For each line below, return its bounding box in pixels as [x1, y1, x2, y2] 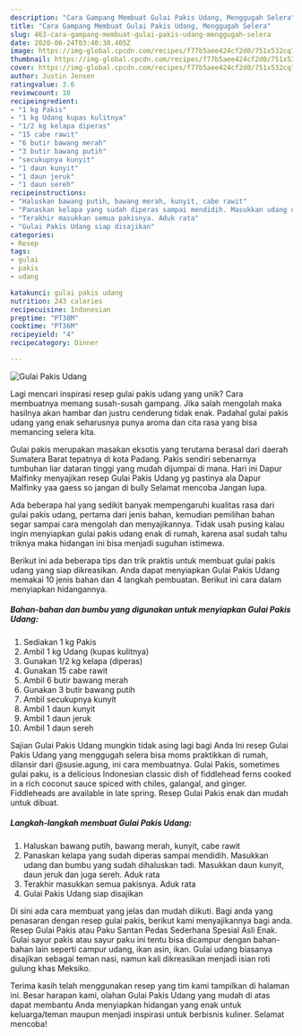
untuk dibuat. [10, 797, 59, 808]
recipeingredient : [10, 96, 79, 106]
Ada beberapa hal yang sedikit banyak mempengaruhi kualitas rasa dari [10, 500, 275, 510]
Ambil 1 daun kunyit [22, 703, 96, 714]
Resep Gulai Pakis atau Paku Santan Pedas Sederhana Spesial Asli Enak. [10, 925, 278, 935]
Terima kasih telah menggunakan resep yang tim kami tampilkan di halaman [10, 980, 290, 991]
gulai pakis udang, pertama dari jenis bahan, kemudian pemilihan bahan [10, 509, 276, 519]
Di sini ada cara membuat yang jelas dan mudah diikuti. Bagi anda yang [10, 905, 273, 916]
